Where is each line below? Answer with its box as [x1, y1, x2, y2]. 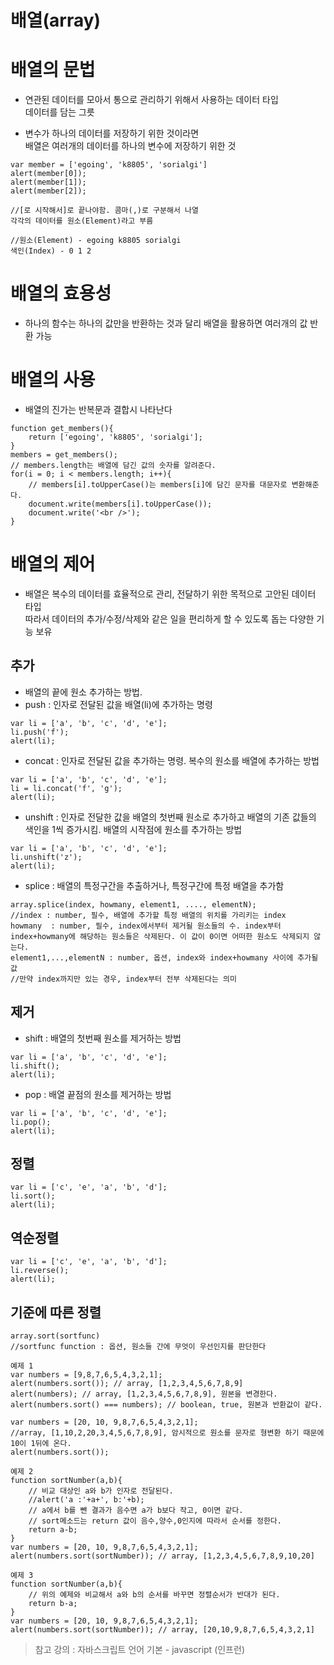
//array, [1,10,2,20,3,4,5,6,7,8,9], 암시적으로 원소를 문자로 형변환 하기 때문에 [10, 1428, 325, 1438]
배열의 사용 [10, 369, 96, 391]
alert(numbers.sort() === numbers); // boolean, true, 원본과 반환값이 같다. [10, 1400, 323, 1410]
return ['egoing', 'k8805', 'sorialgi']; [28, 432, 203, 442]
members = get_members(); [10, 450, 118, 460]
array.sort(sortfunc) [10, 1331, 101, 1341]
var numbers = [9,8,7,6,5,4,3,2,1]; [10, 1370, 163, 1380]
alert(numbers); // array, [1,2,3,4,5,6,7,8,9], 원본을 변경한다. [10, 1389, 278, 1399]
